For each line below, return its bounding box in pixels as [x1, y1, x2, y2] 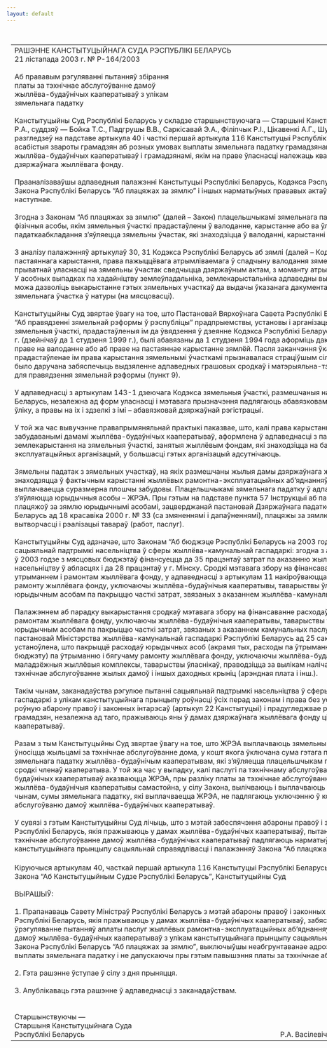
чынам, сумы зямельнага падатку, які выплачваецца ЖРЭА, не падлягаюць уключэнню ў [14, 791, 321, 801]
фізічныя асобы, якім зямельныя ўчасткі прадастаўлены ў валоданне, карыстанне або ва [14, 220, 319, 230]
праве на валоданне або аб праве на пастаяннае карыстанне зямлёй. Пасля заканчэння [14, 343, 317, 353]
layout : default [6, 10, 54, 18]
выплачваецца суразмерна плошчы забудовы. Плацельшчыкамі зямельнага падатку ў [14, 484, 311, 493]
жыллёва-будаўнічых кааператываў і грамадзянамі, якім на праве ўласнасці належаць [14, 150, 314, 160]
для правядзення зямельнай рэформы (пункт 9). [14, 370, 181, 380]
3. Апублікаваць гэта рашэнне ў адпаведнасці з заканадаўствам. [14, 986, 237, 995]
